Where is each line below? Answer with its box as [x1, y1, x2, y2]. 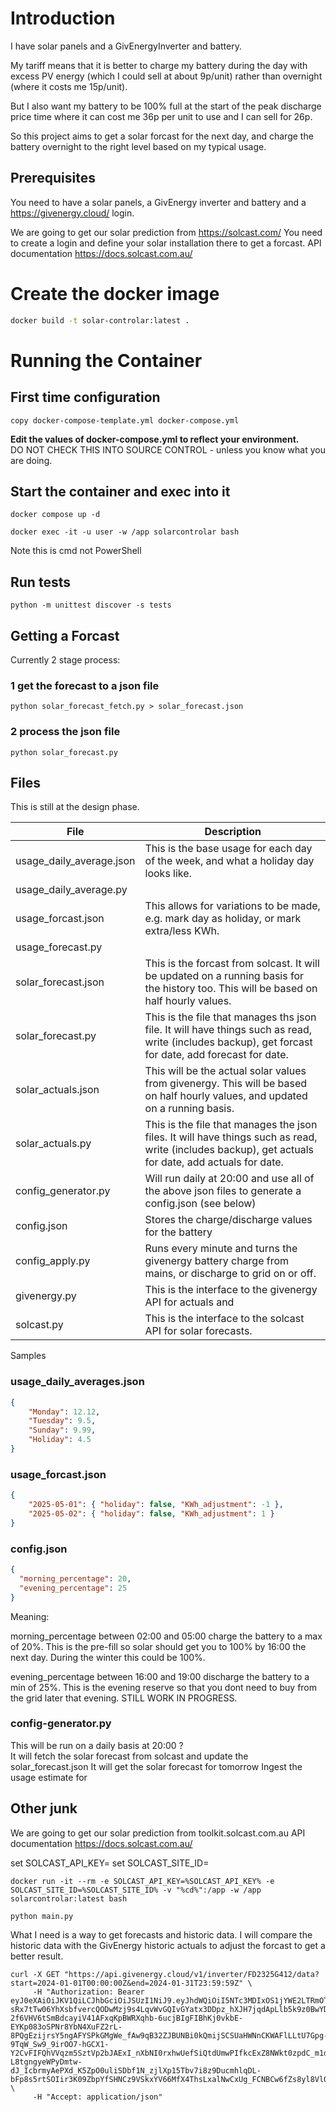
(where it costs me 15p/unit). [10, 80, 128, 92]
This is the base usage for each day [144, 842, 313, 856]
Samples [10, 1350, 47, 1362]
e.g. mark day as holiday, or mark [144, 912, 302, 926]
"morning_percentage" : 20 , [19, 1573, 132, 1584]
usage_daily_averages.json [10, 1375, 145, 1389]
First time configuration [10, 389, 161, 406]
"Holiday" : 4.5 [28, 1435, 92, 1445]
